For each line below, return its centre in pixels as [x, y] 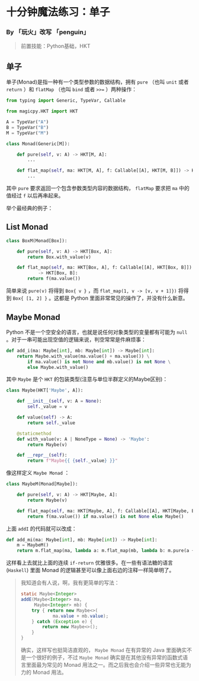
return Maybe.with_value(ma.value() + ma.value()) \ [83, 356]
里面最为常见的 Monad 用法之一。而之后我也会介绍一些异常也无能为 [108, 665]
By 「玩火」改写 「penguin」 [48, 32]
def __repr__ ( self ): [42, 455]
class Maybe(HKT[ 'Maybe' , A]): [45, 391]
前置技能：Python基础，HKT [55, 46]
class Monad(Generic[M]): [38, 144]
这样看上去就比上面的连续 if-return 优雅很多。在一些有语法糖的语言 [90, 563]
